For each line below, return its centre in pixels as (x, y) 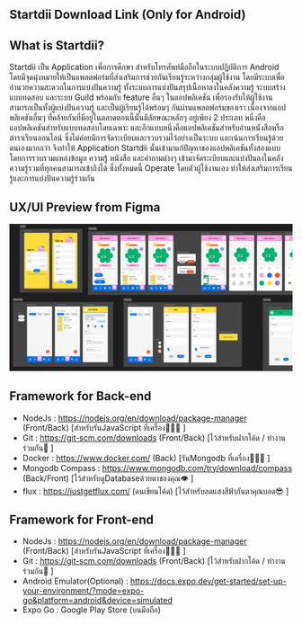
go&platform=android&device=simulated (98, 601)
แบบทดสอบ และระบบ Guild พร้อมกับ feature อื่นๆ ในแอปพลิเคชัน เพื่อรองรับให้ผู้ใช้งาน (141, 97)
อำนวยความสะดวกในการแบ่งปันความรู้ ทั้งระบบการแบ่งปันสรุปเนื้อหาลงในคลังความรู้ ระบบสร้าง (147, 87)
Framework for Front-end (82, 520)
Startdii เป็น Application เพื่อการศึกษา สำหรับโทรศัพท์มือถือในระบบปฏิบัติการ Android (144, 67)
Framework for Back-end (80, 396)
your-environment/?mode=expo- (83, 591)
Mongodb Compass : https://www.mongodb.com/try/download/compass (157, 468)
